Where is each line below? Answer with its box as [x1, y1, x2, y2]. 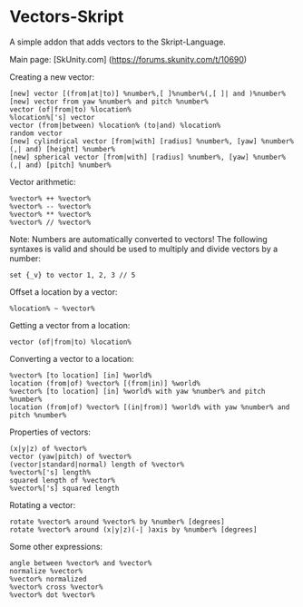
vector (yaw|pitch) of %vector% [9, 452, 132, 461]
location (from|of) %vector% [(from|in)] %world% [9, 378, 201, 387]
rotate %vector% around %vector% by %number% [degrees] [9, 517, 225, 526]
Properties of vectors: [9, 426, 91, 437]
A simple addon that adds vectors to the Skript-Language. [9, 36, 227, 47]
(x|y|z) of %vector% [9, 444, 88, 453]
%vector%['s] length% [9, 467, 92, 477]
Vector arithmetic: [9, 176, 77, 187]
